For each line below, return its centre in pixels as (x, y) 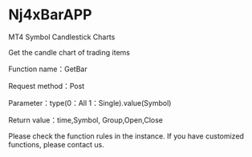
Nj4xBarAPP (50, 15)
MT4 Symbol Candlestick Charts (62, 37)
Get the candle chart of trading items (69, 52)
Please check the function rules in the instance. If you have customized (126, 136)
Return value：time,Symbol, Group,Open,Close (85, 120)
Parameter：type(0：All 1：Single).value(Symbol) (90, 103)
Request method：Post (47, 86)
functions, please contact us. (56, 144)
